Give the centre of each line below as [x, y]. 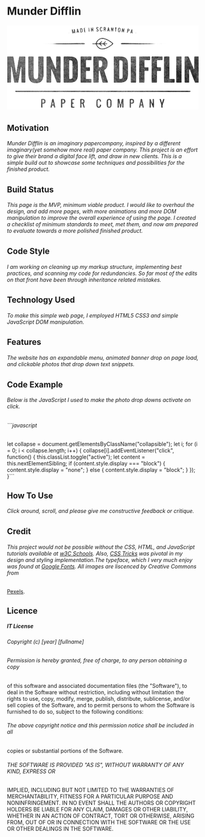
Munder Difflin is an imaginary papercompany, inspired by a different [94, 144]
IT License [20, 626]
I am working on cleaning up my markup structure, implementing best [94, 266]
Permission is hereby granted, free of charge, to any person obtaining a [97, 661]
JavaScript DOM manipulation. [46, 322]
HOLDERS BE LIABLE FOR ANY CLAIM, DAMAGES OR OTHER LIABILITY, [97, 810]
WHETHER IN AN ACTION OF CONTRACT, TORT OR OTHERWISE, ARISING [101, 816]
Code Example [35, 384]
